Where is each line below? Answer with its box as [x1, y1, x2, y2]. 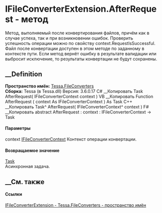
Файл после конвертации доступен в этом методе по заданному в [5, 45, 144, 51]
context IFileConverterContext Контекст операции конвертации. [5, 136, 137, 142]
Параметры [5, 126, 31, 131]
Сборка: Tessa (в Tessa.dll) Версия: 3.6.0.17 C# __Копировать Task [5, 88, 143, 94]
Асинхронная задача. [5, 164, 50, 170]
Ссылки [5, 192, 23, 197]
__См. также [5, 177, 45, 186]
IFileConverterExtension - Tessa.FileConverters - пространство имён [5, 202, 146, 208]
